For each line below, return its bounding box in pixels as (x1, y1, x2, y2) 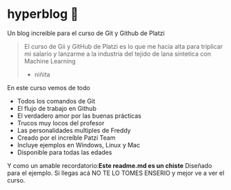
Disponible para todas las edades (17, 148, 112, 156)
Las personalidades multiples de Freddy (17, 126, 131, 134)
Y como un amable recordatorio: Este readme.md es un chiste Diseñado (7, 161, 212, 169)
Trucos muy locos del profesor (17, 118, 105, 127)
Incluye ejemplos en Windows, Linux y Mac (17, 140, 140, 149)
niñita (34, 70, 50, 78)
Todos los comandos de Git (17, 96, 95, 105)
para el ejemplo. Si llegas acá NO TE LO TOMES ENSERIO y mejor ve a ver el (7, 169, 225, 177)
